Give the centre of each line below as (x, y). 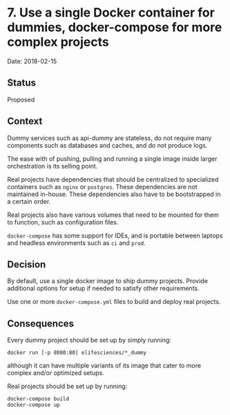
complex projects (58, 42)
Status (22, 83)
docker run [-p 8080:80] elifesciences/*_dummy (77, 353)
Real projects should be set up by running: (67, 386)
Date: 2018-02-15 (32, 61)
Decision (27, 264)
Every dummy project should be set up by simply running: (89, 340)
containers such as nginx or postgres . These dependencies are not (103, 186)
